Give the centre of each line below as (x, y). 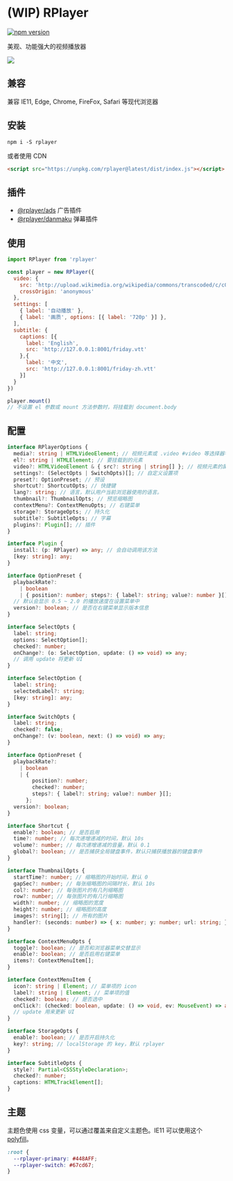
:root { (18, 1152)
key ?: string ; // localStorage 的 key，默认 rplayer (89, 1044)
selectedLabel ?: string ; (49, 691)
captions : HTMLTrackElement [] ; (59, 1082)
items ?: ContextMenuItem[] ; (54, 961)
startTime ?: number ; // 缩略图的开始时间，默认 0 (81, 877)
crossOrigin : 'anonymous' (57, 291)
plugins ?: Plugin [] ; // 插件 (54, 525)
